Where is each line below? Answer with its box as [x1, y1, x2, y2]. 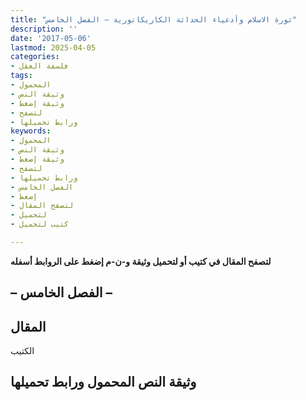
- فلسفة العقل [10, 61, 70, 71]
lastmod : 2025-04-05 [10, 42, 97, 53]
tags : [10, 71, 33, 81]
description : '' [10, 24, 78, 34]
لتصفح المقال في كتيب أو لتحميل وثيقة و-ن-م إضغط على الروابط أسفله [10, 255, 272, 267]
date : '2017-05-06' [10, 33, 92, 43]
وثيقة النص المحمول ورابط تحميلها [10, 374, 197, 391]
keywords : [10, 126, 52, 136]
